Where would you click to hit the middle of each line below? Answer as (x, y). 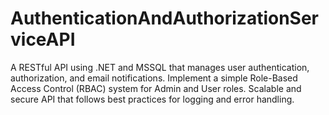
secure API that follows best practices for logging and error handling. (152, 99)
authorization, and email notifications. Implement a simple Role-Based (154, 78)
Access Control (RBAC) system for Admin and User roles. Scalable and (156, 88)
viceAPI (43, 39)
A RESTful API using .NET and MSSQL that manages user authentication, (160, 67)
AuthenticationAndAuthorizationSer (165, 18)
